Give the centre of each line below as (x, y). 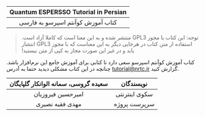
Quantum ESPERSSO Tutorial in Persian (68, 12)
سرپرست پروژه (134, 104)
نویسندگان (134, 84)
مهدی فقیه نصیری (59, 104)
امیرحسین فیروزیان (58, 94)
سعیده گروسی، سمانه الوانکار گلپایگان (59, 84)
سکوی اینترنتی (134, 94)
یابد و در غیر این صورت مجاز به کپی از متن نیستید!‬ (78, 50)
